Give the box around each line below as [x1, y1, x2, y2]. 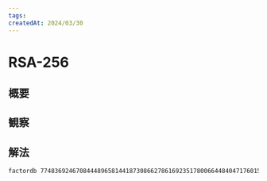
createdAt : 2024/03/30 [8, 19, 83, 27]
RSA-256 [8, 53, 69, 71]
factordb [8, 168, 37, 175]
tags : [8, 11, 26, 20]
